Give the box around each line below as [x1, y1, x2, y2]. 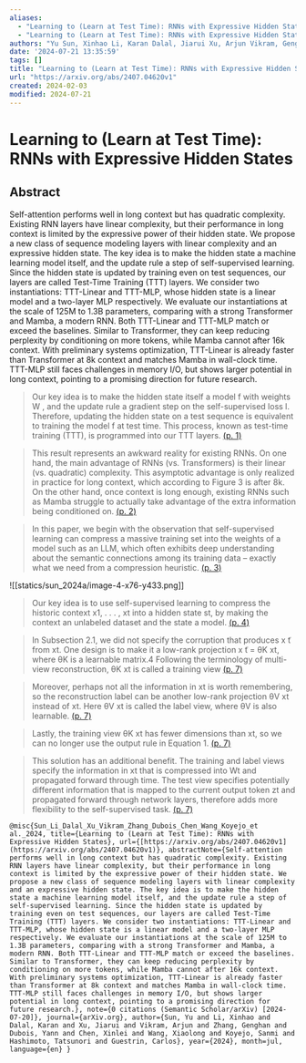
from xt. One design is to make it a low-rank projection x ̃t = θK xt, [31, 644, 280, 655]
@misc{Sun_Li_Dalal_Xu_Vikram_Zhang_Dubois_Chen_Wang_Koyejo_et [9, 821, 259, 831]
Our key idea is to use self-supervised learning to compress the [31, 597, 271, 608]
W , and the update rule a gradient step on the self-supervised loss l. [31, 400, 290, 411]
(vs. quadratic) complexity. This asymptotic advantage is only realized [31, 467, 295, 478]
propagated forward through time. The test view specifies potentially [31, 774, 290, 785]
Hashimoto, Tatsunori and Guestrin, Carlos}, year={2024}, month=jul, [9, 1037, 283, 1046]
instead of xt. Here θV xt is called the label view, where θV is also [31, 700, 278, 711]
